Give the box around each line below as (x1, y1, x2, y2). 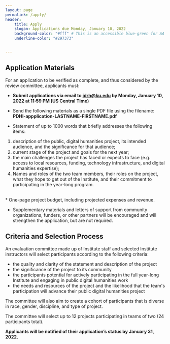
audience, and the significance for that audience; (12, 144, 116, 150)
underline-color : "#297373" (14, 36, 74, 41)
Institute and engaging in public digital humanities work (12, 277, 128, 283)
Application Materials (5, 64, 75, 72)
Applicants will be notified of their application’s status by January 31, (5, 328, 154, 334)
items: (12, 128, 26, 134)
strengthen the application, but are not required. (12, 217, 113, 223)
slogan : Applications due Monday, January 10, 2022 (14, 26, 126, 32)
